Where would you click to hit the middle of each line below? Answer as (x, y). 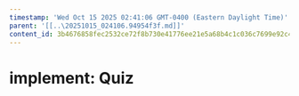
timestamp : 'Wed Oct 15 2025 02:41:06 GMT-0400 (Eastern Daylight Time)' (149, 17)
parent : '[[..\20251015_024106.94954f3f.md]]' (97, 26)
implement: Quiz (72, 78)
